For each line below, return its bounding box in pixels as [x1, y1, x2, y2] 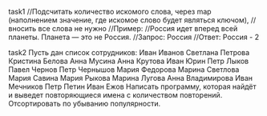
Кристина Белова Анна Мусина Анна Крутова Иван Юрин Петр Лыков [8, 56, 249, 66]
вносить [8, 24, 37, 33]
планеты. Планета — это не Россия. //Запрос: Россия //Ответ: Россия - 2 [8, 32, 259, 42]
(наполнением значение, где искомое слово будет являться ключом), [8, 15, 249, 25]
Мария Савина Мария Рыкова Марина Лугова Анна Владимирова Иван [8, 74, 253, 82]
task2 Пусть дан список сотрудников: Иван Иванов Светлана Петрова [8, 48, 250, 57]
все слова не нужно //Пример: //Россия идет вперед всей [38, 24, 238, 33]
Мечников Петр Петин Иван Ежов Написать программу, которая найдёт [8, 82, 257, 91]
